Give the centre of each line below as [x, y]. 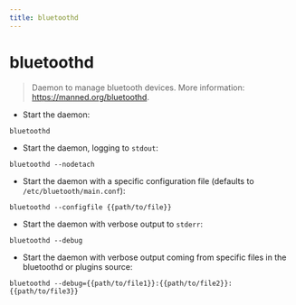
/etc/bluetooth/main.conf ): [74, 190]
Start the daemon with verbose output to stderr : [113, 224]
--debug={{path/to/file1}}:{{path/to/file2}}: [143, 283]
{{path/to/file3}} [44, 291]
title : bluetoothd [44, 18]
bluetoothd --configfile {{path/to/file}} [91, 207]
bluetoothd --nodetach [52, 164]
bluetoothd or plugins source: [77, 266]
